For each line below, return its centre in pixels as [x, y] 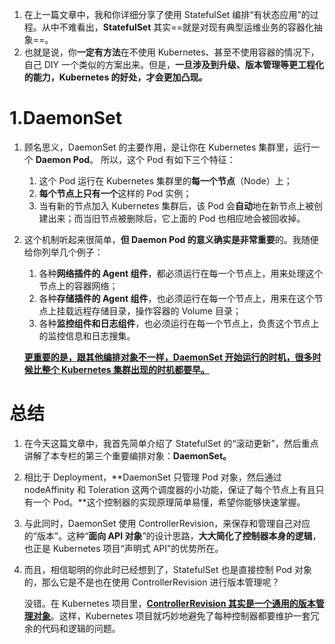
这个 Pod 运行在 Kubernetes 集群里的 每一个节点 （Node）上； [165, 180]
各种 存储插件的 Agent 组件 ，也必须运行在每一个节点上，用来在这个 [176, 298]
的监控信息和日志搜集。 [87, 335]
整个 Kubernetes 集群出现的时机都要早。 [125, 369]
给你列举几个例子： [63, 252]
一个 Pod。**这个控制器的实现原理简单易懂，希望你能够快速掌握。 [169, 502]
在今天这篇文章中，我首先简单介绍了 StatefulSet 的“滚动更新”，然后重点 [171, 443]
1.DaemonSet [66, 118]
